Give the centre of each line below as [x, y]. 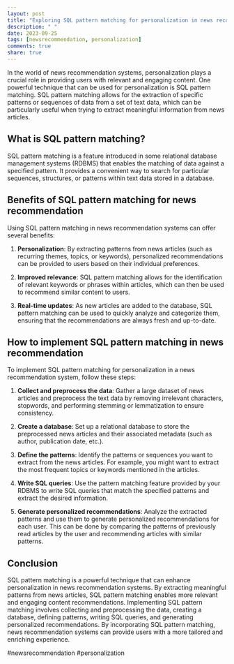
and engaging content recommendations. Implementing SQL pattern [105, 603]
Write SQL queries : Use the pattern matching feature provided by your [119, 483]
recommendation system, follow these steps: [72, 377]
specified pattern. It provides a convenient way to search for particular [109, 170]
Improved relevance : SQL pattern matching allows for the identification [120, 277]
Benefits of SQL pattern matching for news [102, 200]
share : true [24, 53]
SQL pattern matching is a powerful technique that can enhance [99, 580]
